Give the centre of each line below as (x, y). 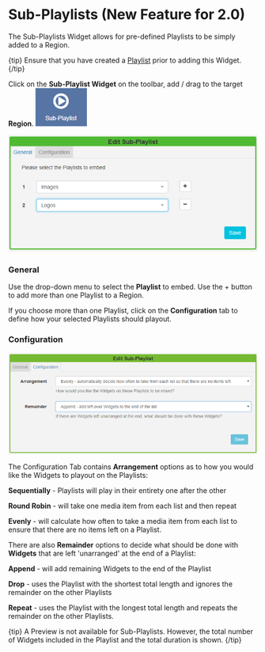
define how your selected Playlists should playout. (90, 319)
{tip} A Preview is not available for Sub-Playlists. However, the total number (131, 631)
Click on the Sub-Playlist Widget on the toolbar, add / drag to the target (125, 84)
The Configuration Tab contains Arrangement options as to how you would (131, 466)
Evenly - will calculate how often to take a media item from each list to (123, 521)
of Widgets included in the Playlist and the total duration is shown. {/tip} (125, 639)
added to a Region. (39, 44)
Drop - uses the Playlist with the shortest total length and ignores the (121, 584)
